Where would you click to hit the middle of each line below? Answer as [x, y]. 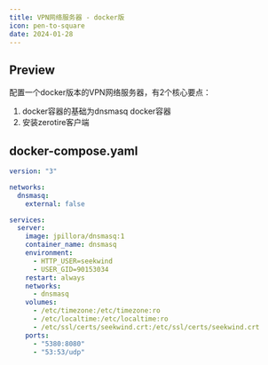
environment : [49, 253]
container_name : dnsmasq [71, 245]
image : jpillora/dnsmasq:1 [75, 236]
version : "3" [33, 171]
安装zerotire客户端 [56, 123]
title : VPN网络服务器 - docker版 [67, 17]
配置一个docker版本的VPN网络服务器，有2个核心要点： [110, 92]
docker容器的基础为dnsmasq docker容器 [96, 111]
